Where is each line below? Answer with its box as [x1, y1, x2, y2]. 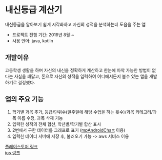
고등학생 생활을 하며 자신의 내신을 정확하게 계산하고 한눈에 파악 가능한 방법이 [5, 67, 151, 73]
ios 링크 [5, 149, 20, 156]
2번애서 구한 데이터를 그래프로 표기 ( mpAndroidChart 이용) [12, 127, 125, 133]
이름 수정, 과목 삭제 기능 [17, 115, 63, 121]
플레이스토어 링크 [5, 143, 38, 149]
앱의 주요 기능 [5, 95, 44, 104]
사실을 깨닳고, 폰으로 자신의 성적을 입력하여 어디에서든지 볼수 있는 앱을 [14, 73, 148, 79]
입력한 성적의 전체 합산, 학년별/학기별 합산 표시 [12, 121, 101, 127]
